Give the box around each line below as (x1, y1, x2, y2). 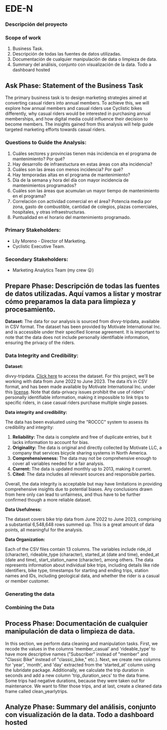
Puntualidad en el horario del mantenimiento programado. (12, 214, 131, 220)
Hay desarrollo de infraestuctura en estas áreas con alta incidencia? (12, 161, 153, 167)
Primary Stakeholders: (5, 226, 61, 233)
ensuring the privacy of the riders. (5, 339, 75, 345)
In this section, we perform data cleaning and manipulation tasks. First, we (5, 640, 158, 646)
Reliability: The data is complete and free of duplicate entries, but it (12, 434, 152, 440)
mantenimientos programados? (12, 182, 77, 188)
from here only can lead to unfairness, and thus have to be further (5, 491, 141, 497)
